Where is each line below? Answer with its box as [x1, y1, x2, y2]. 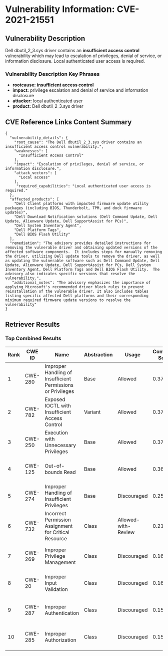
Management [44, 559, 76, 566]
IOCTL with [44, 402, 71, 409]
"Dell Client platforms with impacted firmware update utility [14, 201, 149, 206]
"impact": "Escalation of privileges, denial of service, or [14, 162, 144, 167]
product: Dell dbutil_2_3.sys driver [12, 103, 83, 109]
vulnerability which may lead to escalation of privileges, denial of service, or [5, 53, 162, 59]
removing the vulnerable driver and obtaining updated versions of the [5, 245, 157, 250]
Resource [44, 535, 67, 542]
